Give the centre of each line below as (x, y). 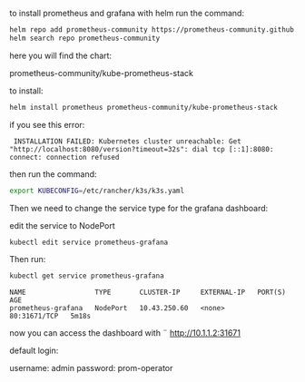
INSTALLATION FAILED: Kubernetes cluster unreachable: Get (128, 141)
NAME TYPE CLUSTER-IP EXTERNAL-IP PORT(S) (148, 293)
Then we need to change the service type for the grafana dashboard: (139, 208)
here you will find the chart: (60, 55)
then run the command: (53, 174)
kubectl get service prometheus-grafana (87, 276)
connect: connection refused (64, 157)
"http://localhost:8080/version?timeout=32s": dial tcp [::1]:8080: (142, 149)
